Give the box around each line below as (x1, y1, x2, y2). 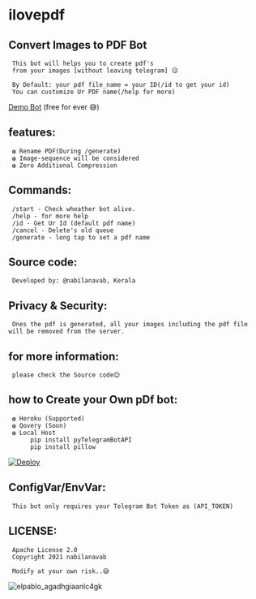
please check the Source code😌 (11, 371, 121, 379)
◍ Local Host (11, 429, 57, 437)
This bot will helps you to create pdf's (11, 59, 154, 67)
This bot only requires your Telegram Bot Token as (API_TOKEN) (11, 502, 233, 511)
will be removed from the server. (8, 327, 126, 336)
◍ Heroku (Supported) (11, 414, 85, 423)
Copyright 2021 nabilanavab (11, 553, 107, 561)
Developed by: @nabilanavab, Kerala (11, 277, 136, 285)
